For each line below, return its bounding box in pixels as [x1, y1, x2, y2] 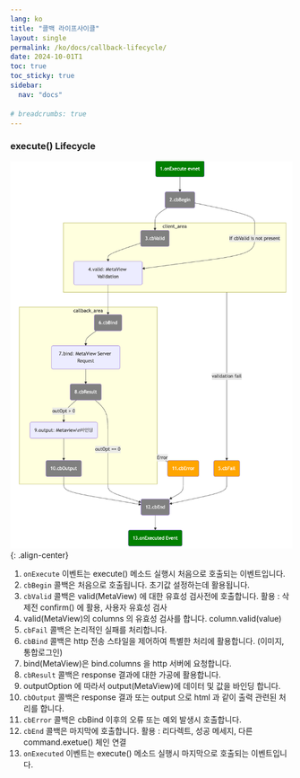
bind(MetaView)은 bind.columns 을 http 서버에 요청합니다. [22, 658, 232, 668]
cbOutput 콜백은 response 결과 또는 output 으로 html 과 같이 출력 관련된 [22, 692, 277, 703]
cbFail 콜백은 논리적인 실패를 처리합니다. [22, 624, 167, 635]
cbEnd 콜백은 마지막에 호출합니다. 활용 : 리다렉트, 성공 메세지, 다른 [22, 725, 253, 736]
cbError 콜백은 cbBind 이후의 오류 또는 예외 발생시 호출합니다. [22, 714, 243, 725]
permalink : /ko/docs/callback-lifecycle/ [10, 43, 167, 52]
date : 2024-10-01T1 [10, 52, 83, 62]
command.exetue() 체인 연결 [22, 737, 127, 747]
